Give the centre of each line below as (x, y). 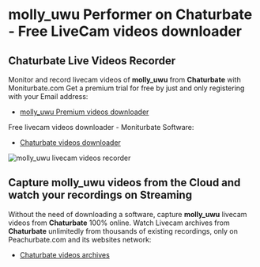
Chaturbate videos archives (65, 254)
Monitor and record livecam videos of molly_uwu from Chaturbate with (124, 80)
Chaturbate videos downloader (70, 143)
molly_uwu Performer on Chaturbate (130, 15)
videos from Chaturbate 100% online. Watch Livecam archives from (119, 223)
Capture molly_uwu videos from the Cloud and (124, 183)
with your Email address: (48, 96)
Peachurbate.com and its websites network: (80, 239)
